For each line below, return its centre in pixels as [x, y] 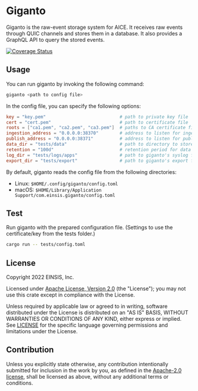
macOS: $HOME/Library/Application [58, 189]
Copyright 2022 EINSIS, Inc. [40, 277]
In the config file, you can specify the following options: [74, 106]
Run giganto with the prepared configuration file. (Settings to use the [90, 228]
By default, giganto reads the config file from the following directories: [91, 172]
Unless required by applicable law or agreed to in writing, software [87, 306]
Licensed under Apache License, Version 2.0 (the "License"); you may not [96, 288]
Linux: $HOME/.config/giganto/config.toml [66, 183]
